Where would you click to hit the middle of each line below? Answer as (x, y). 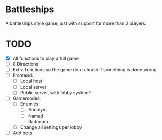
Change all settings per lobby (51, 127)
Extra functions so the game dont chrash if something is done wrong (85, 69)
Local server (33, 87)
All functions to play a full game (46, 58)
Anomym (37, 110)
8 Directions (25, 64)
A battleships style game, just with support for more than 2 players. (76, 23)
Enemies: (30, 104)
